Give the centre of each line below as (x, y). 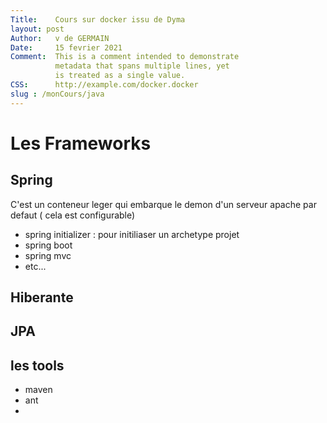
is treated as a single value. (120, 76)
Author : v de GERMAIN (60, 38)
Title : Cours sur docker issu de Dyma (98, 19)
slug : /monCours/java (57, 94)
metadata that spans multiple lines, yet (142, 66)
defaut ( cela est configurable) (73, 215)
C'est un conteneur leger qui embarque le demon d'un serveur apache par (163, 204)
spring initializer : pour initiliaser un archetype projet (132, 234)
